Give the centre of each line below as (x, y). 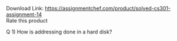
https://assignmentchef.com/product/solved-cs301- (108, 8)
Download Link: (25, 8)
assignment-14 (24, 14)
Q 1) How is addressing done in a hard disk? (59, 32)
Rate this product (27, 20)
